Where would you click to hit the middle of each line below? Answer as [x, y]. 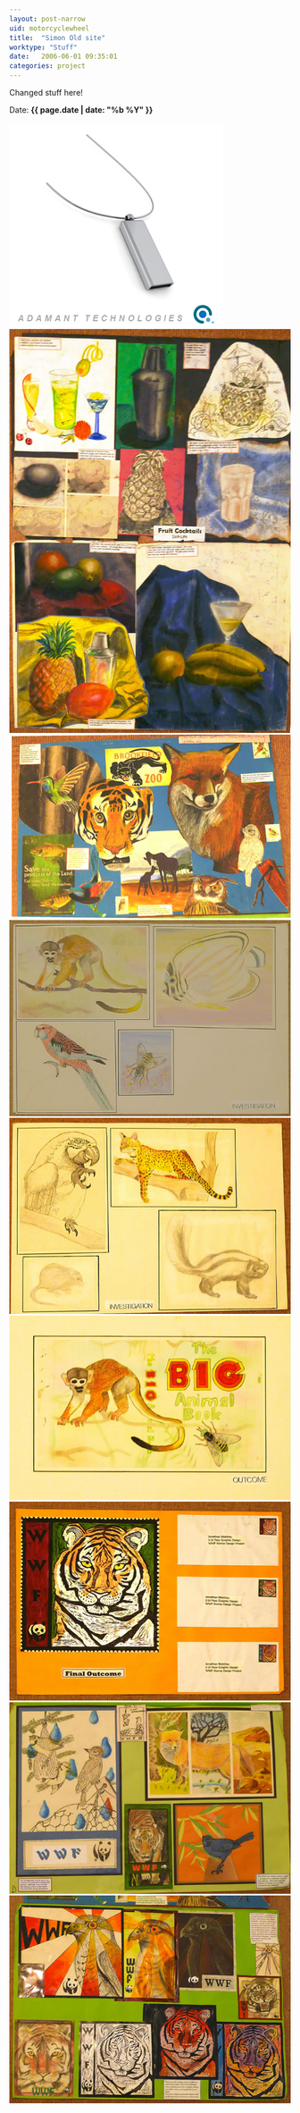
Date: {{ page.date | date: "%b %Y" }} [81, 110]
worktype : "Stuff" [43, 47]
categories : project [48, 66]
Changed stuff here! [46, 93]
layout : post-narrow [48, 19]
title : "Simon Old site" [57, 38]
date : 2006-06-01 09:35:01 [63, 57]
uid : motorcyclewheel [50, 28]
